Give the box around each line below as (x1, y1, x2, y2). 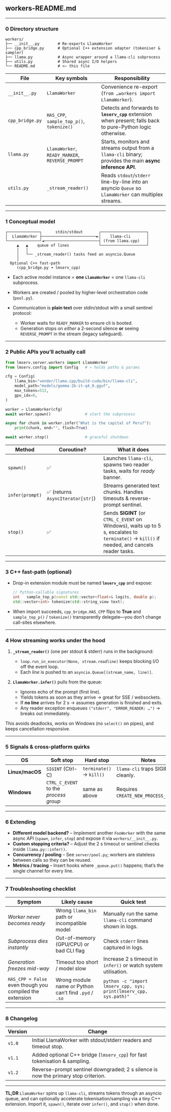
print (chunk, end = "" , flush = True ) (14, 426, 88, 431)
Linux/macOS (8, 768, 42, 775)
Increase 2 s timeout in (103, 956, 158, 963)
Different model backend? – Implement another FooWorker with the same (12, 830, 166, 836)
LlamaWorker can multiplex (101, 191, 163, 198)
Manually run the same (103, 910, 158, 917)
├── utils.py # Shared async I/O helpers (5, 59, 117, 64)
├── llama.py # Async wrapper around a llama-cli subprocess (5, 55, 160, 60)
